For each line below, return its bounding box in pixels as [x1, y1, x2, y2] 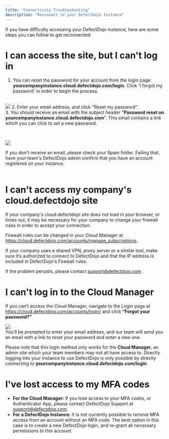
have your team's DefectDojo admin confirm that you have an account [5, 155, 153, 161]
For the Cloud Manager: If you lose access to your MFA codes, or [12, 395, 152, 401]
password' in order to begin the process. [12, 88, 99, 94]
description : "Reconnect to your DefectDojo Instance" [5, 12, 125, 17]
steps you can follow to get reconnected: [5, 32, 92, 38]
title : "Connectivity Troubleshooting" [5, 7, 90, 13]
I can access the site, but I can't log [5, 50, 158, 61]
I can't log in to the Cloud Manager [5, 286, 154, 298]
